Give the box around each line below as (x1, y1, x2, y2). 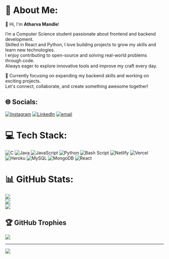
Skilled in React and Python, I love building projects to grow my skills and (5, 41, 156, 47)
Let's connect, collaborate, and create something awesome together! (5, 83, 148, 89)
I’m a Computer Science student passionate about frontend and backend (5, 31, 156, 37)
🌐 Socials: (5, 98, 38, 106)
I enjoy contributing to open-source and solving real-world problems (5, 52, 147, 58)
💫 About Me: (5, 5, 58, 16)
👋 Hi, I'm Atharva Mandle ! (5, 21, 59, 27)
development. (5, 36, 34, 42)
